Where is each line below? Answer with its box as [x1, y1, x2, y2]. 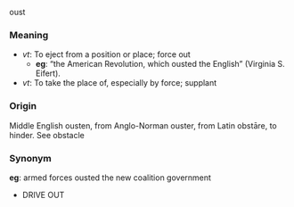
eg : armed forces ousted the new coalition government [9, 172, 212, 183]
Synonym [9, 152, 52, 164]
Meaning [9, 29, 49, 41]
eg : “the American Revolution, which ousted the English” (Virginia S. [35, 59, 285, 70]
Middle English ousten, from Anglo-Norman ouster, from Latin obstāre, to [9, 120, 278, 131]
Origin [9, 100, 37, 112]
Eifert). [35, 68, 61, 79]
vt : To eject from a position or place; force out [21, 49, 192, 60]
